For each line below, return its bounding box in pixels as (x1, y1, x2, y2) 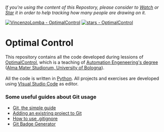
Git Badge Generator (12, 121, 56, 127)
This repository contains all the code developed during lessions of (5, 54, 144, 60)
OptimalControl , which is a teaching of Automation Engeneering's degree (5, 59, 158, 65)
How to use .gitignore (12, 116, 58, 122)
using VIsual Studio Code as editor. (5, 80, 79, 86)
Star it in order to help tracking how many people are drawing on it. (5, 10, 146, 16)
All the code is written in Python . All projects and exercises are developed (5, 75, 159, 81)
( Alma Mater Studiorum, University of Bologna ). (5, 64, 105, 70)
